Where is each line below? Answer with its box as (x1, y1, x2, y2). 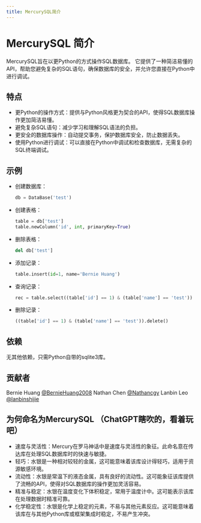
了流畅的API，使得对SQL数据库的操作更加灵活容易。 (14, 480, 145, 487)
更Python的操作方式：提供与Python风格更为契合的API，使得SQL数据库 (14, 109, 190, 116)
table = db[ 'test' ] (14, 219, 64, 225)
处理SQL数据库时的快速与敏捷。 (31, 450, 110, 457)
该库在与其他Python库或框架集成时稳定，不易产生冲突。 (14, 510, 154, 517)
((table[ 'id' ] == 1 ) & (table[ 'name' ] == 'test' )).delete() (14, 318, 169, 324)
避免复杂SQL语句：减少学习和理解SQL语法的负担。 (14, 124, 142, 131)
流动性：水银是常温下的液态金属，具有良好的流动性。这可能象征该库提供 (14, 473, 194, 480)
